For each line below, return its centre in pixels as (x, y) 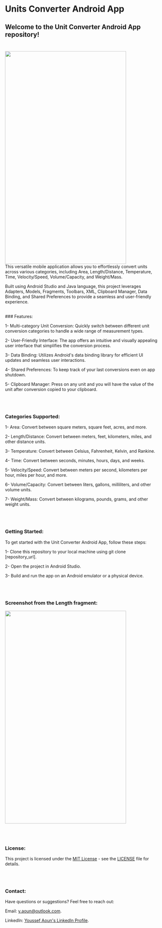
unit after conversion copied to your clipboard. (51, 389)
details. (12, 864)
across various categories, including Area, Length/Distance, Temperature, (79, 272)
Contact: (15, 891)
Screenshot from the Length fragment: (51, 603)
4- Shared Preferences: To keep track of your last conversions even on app (80, 370)
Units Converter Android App (65, 9)
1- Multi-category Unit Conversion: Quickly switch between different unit (77, 326)
